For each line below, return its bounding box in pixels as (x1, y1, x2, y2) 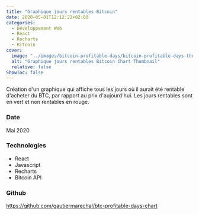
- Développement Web (11, 25, 62, 31)
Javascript (14, 161, 41, 168)
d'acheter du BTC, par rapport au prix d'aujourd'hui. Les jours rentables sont (6, 92, 193, 99)
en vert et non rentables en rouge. (6, 99, 89, 106)
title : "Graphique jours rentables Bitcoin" (6, 8, 118, 15)
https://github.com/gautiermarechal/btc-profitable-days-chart (6, 203, 158, 210)
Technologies (6, 141, 46, 150)
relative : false (11, 64, 52, 70)
